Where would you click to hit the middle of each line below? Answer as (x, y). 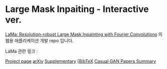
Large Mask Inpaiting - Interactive (77, 9)
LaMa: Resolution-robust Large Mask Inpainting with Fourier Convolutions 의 (84, 34)
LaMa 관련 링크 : (22, 51)
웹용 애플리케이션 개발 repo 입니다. (39, 40)
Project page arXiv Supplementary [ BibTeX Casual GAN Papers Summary (81, 61)
